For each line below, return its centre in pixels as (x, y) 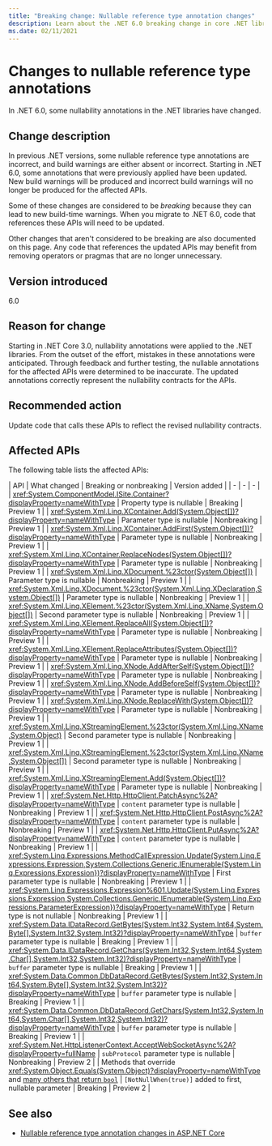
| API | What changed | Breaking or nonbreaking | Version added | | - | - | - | (134, 486)
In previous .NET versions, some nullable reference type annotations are (129, 155)
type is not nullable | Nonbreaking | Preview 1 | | (88, 916)
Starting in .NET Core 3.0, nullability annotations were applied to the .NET (131, 346)
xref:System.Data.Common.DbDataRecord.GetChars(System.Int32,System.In (136, 1011)
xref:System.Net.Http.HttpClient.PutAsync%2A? (180, 830)
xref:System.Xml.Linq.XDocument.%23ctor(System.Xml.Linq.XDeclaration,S (135, 589)
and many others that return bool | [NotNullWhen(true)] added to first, (125, 1080)
